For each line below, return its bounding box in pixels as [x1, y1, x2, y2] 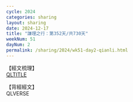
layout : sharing [6, 20, 46, 26]
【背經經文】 [6, 83, 37, 90]
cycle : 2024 [6, 8, 35, 15]
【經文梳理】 [6, 64, 37, 71]
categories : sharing [6, 14, 57, 20]
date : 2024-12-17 [6, 25, 49, 31]
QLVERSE [6, 90, 30, 97]
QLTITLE [6, 71, 27, 78]
